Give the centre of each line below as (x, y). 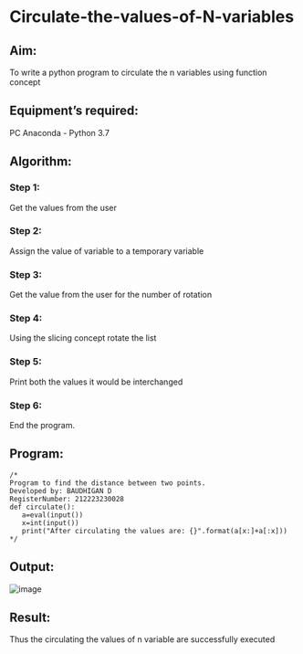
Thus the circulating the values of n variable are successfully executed (142, 639)
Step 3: (26, 274)
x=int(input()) (50, 522)
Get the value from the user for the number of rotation (111, 295)
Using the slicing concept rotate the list (83, 338)
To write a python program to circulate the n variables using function (138, 72)
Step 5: (26, 362)
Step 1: (25, 187)
